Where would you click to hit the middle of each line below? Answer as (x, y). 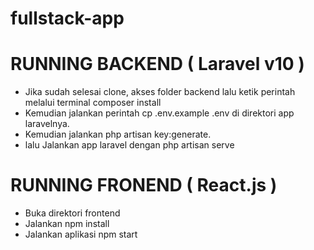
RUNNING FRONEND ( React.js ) (144, 185)
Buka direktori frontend (72, 213)
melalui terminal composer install (93, 103)
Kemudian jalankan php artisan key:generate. (118, 134)
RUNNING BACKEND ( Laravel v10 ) (157, 64)
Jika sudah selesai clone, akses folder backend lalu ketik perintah (160, 92)
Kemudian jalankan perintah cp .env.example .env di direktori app (159, 113)
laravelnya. (47, 124)
